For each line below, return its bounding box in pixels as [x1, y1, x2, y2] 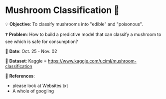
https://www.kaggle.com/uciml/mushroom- [48, 57, 137, 64]
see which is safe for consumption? [5, 38, 78, 44]
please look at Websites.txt [12, 82, 68, 88]
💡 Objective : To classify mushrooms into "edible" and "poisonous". [5, 21, 143, 27]
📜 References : [5, 72, 35, 79]
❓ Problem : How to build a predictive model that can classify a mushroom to [5, 31, 162, 37]
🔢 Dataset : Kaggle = [5, 57, 47, 64]
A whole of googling [12, 87, 54, 94]
